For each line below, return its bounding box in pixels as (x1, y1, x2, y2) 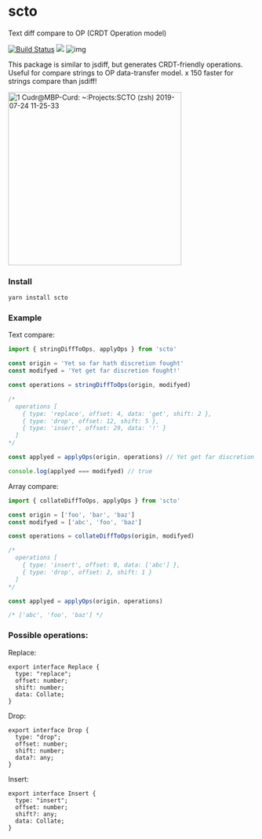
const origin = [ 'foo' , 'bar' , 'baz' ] (8, 511, 135, 519)
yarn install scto (8, 294, 68, 302)
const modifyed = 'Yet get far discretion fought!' (8, 367, 180, 375)
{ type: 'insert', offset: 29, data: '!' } (22, 425, 167, 432)
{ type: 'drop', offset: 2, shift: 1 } (22, 568, 153, 576)
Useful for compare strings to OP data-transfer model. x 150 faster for (8, 67, 234, 77)
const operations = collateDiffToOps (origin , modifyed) (8, 532, 195, 540)
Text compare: (8, 330, 55, 340)
